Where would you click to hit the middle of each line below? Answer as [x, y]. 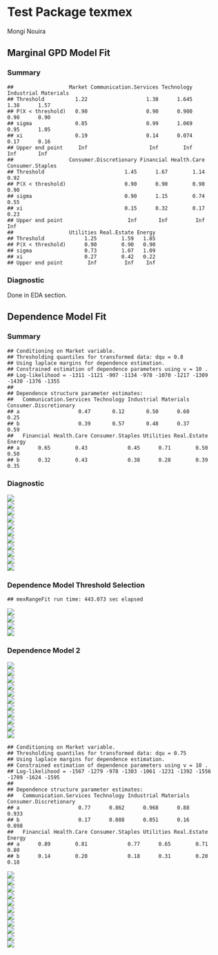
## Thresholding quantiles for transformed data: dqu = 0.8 [96, 357]
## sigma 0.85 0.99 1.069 [100, 123]
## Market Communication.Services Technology [100, 87]
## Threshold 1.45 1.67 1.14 [106, 172]
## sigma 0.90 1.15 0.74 [106, 196]
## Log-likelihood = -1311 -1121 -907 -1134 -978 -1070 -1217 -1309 [108, 375]
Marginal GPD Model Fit [59, 53]
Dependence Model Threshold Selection [76, 585]
